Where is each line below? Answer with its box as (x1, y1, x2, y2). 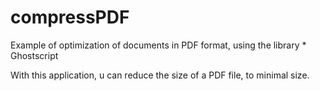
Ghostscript (10, 49, 59, 61)
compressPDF (10, 6, 130, 29)
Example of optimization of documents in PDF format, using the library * (10, 39, 307, 51)
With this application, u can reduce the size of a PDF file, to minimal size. (10, 69, 310, 81)
